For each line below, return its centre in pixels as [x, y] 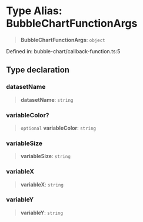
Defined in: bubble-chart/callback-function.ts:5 [63, 51]
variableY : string [42, 213]
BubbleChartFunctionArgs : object [63, 40]
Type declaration [38, 70]
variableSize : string [45, 156]
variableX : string [42, 184]
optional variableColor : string [58, 128]
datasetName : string [47, 99]
